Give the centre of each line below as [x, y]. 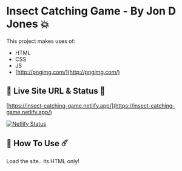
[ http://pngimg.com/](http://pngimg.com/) [67, 72]
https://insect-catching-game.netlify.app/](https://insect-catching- [92, 105]
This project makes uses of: [41, 41]
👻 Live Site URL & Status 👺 [56, 91]
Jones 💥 [28, 24]
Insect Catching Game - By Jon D [91, 11]
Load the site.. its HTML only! [43, 161]
